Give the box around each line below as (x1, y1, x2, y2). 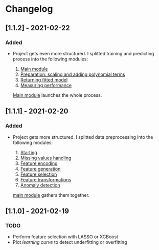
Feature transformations (20, 176, 72, 182)
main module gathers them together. (12, 192, 89, 198)
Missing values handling (20, 155, 72, 161)
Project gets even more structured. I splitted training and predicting (12, 50, 154, 56)
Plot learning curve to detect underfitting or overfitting (12, 239, 127, 245)
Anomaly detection (20, 182, 60, 188)
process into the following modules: (12, 56, 88, 62)
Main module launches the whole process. (12, 92, 102, 98)
